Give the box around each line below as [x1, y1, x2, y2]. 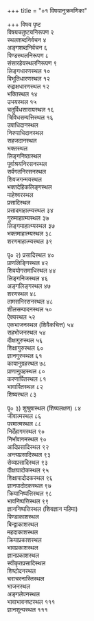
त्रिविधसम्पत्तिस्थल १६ [7, 114, 54, 121]
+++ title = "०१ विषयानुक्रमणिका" [7, 7, 88, 14]
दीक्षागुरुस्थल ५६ [7, 336, 43, 344]
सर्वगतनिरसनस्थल [7, 167, 47, 176]
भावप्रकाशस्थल [7, 544, 39, 551]
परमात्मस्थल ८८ [7, 420, 42, 428]
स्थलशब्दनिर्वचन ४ [7, 36, 47, 44]
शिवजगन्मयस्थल [7, 176, 43, 183]
